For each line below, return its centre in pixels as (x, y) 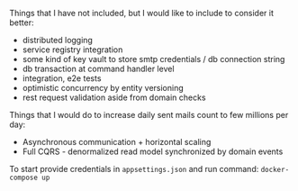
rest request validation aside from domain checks (114, 97)
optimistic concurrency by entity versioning (103, 88)
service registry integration (72, 50)
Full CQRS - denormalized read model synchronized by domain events (153, 151)
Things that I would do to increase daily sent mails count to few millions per (149, 115)
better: (22, 23)
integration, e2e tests (62, 78)
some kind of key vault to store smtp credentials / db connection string (154, 59)
